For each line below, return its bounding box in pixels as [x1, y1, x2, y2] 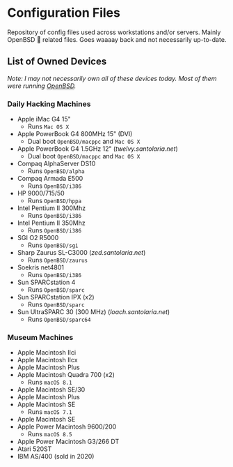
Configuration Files [7, 5, 120, 21]
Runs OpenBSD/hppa [27, 197, 82, 205]
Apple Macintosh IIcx [17, 356, 78, 364]
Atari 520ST [17, 445, 52, 453]
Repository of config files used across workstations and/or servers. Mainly [7, 28, 221, 36]
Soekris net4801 [17, 263, 65, 272]
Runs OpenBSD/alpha [27, 167, 85, 175]
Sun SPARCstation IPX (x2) [17, 293, 95, 302]
